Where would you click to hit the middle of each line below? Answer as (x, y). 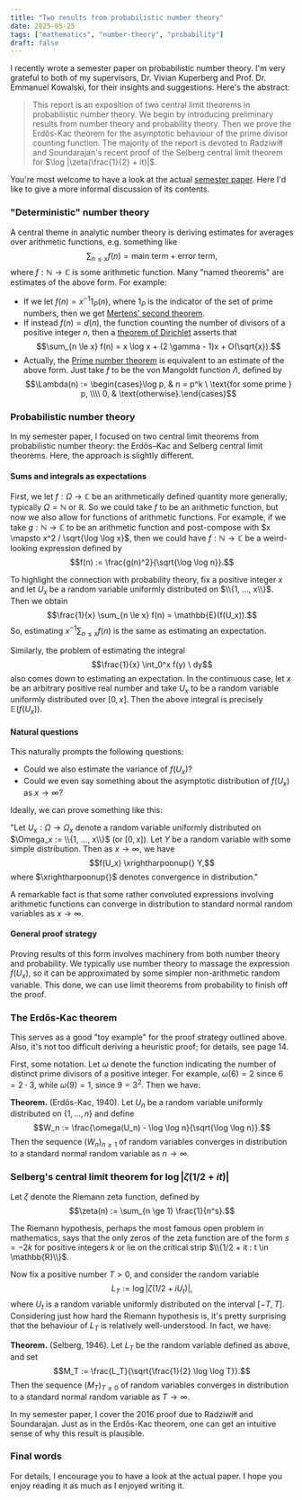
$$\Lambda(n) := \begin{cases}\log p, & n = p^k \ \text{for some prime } (159, 384)
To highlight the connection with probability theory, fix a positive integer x (147, 580)
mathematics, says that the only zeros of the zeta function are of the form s (150, 1237)
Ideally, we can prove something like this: (86, 809)
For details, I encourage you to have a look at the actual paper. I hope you (146, 1476)
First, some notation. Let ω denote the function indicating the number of (143, 1064)
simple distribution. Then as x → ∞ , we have (93, 848)
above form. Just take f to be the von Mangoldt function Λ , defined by (152, 370)
